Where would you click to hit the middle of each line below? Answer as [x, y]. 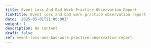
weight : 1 [16, 24]
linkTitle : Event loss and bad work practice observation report [75, 14]
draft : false [19, 33]
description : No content [31, 28]
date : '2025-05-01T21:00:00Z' [37, 19]
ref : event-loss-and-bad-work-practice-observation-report [69, 38]
